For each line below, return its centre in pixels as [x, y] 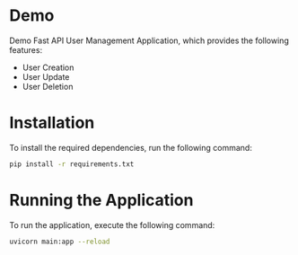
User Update [46, 76]
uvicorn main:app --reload [60, 242]
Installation [52, 123]
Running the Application [101, 200]
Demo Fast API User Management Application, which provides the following [149, 40]
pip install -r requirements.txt [72, 164]
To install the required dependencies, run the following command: [131, 147]
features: [26, 49]
